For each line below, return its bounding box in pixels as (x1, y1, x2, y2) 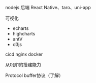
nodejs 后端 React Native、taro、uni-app (5, 5, 91, 10)
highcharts (12, 31, 36, 36)
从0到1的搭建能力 (5, 62, 42, 67)
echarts (12, 25, 29, 31)
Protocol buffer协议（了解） (5, 72, 63, 78)
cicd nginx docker (5, 51, 43, 57)
